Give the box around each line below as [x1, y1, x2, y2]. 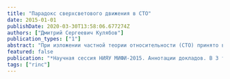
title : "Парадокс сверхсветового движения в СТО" [7, 10, 152, 17]
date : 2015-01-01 [7, 16, 57, 23]
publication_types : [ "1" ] [7, 36, 81, 43]
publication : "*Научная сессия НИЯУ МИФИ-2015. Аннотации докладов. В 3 [7, 55, 219, 62]
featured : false [7, 49, 53, 56]
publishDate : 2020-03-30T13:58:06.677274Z [7, 23, 130, 30]
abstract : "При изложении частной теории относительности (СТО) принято [7, 42, 219, 49]
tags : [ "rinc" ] [7, 61, 51, 68]
